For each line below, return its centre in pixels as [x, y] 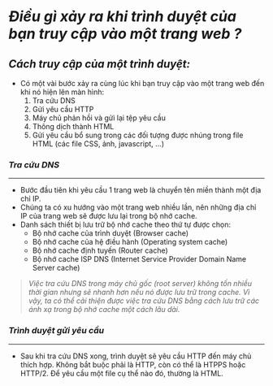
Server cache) [56, 268]
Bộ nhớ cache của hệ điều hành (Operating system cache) [130, 242]
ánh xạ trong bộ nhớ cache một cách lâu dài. [104, 310]
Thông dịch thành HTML [73, 126]
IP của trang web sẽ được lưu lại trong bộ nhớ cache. [108, 216]
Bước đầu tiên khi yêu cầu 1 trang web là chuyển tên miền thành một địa [141, 190]
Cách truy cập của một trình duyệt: [100, 64]
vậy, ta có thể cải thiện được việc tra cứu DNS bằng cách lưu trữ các [144, 301]
